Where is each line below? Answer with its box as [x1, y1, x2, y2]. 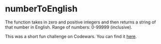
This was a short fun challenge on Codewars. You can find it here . [5, 33, 137, 39]
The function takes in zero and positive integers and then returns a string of [5, 19, 156, 25]
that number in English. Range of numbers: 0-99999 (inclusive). [5, 24, 132, 30]
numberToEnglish [5, 3, 78, 14]
